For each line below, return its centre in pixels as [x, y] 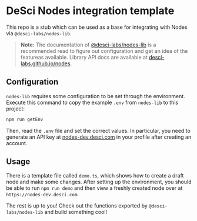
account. [17, 143]
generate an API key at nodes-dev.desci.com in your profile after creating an [99, 137]
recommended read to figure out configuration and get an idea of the [104, 51]
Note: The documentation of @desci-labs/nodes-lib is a [88, 45]
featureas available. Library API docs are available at [84, 57]
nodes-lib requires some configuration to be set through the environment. [96, 96]
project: [16, 108]
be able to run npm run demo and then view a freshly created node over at [94, 188]
